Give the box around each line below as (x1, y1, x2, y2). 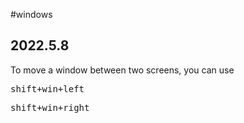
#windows (10, 9, 53, 20)
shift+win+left (10, 83, 85, 94)
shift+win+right (10, 102, 90, 113)
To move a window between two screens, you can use (10, 64, 235, 76)
